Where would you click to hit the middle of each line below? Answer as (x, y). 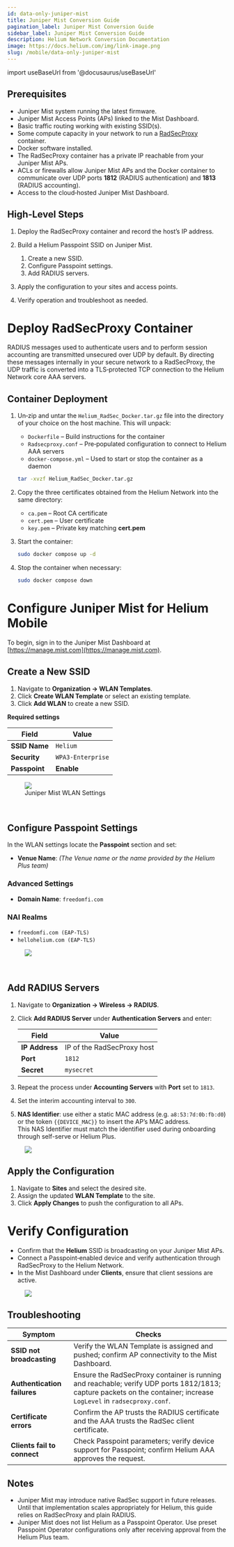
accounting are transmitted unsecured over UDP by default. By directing (111, 355)
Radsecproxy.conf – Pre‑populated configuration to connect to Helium (127, 444)
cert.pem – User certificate (66, 521)
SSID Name (30, 746)
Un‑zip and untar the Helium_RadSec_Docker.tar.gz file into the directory (120, 416)
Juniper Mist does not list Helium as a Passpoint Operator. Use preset (117, 1523)
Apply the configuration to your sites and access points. (97, 286)
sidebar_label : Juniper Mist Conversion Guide (76, 33)
